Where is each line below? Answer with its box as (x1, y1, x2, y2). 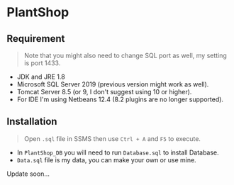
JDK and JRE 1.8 (16, 72, 65, 81)
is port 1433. (23, 59, 61, 67)
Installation (6, 116, 57, 128)
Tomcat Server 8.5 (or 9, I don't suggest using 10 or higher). (16, 88, 192, 96)
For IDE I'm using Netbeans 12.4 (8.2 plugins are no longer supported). (16, 95, 224, 103)
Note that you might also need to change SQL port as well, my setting (23, 51, 228, 60)
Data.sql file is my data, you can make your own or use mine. (16, 155, 196, 164)
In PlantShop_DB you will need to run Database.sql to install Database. (16, 148, 219, 157)
